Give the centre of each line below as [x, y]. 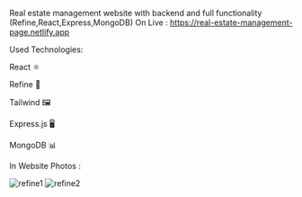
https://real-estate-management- [231, 22]
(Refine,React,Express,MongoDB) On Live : [89, 22]
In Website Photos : [45, 166]
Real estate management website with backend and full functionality [136, 13]
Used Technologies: [46, 49]
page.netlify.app [40, 32]
